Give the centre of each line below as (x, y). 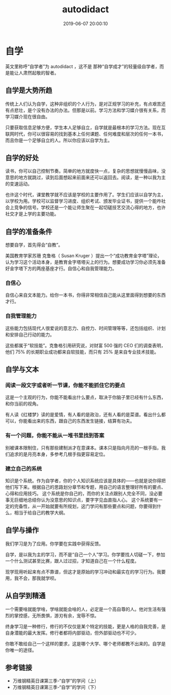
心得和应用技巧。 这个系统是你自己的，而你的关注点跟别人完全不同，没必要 (84, 494)
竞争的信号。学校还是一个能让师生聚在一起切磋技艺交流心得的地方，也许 (90, 208)
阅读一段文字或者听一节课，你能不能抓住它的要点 (65, 386)
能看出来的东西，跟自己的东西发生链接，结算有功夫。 (79, 421)
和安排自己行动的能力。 (30, 334)
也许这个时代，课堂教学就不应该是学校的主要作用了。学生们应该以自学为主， (85, 195)
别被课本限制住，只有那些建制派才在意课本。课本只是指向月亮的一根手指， (83, 447)
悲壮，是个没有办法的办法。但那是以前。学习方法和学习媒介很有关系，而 (90, 110)
